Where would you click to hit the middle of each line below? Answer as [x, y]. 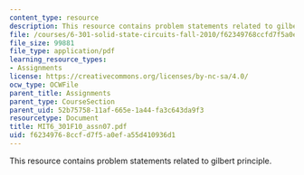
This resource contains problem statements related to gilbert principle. [141, 161]
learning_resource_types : [58, 60]
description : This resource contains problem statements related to [141, 26]
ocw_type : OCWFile [44, 85]
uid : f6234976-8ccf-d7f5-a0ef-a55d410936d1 [93, 135]
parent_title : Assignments [60, 93]
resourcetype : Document [54, 118]
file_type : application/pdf [62, 51]
